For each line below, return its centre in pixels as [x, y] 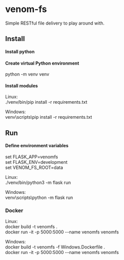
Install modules [22, 86]
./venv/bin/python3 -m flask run [38, 182]
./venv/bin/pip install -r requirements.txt [46, 102]
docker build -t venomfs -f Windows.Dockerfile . [55, 247]
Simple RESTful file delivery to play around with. [55, 23]
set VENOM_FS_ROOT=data [34, 167]
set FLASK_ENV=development [36, 162]
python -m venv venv [27, 74]
